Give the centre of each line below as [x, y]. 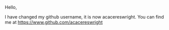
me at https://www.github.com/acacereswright [54, 22]
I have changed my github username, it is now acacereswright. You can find [84, 17]
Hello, [11, 7]
